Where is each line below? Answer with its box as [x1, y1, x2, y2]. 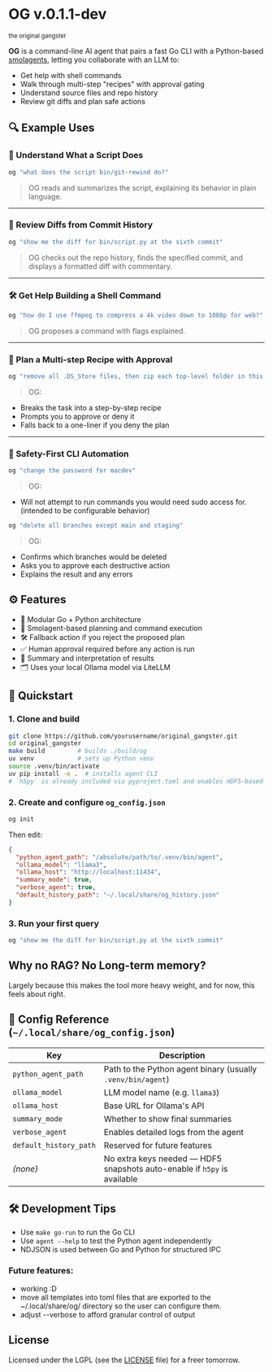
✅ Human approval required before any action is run [19, 644, 195, 654]
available [103, 1173, 138, 1185]
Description [158, 1050, 206, 1061]
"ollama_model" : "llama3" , [15, 861, 107, 869]
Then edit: [8, 830, 43, 839]
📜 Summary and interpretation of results [19, 653, 154, 663]
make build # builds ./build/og [8, 747, 148, 756]
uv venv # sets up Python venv [8, 755, 154, 763]
